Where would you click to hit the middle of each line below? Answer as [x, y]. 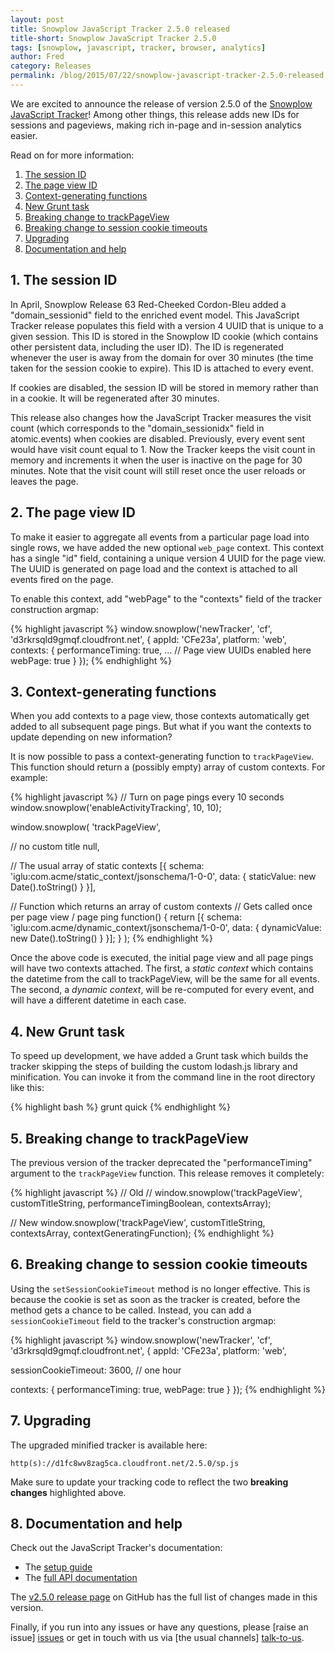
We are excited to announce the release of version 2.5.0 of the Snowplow [161, 103]
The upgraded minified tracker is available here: [109, 1445]
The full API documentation [81, 1578]
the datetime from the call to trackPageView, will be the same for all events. [165, 979]
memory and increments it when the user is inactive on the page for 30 [156, 460]
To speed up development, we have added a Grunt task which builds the [159, 1056]
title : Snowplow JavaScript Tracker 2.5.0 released [120, 29]
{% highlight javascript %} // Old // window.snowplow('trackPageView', [156, 1192]
